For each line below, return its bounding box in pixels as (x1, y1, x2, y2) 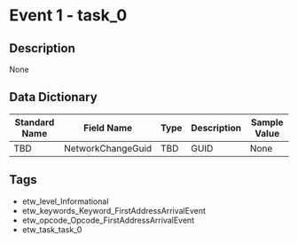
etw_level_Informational (21, 196, 109, 207)
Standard (14, 116, 55, 129)
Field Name (83, 121, 133, 134)
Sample (250, 116, 284, 129)
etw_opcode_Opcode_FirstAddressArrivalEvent (21, 215, 195, 225)
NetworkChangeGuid (63, 142, 153, 154)
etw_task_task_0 (21, 223, 82, 235)
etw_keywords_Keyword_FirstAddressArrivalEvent (21, 205, 207, 216)
